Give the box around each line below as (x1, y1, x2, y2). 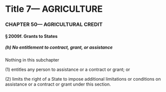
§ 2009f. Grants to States (5, 33, 58, 39)
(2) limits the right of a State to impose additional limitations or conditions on (5, 76, 161, 82)
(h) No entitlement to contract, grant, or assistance (5, 44, 113, 50)
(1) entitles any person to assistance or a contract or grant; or (5, 66, 130, 72)
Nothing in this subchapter (5, 57, 59, 62)
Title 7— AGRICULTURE (5, 3, 103, 15)
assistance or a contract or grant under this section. (5, 81, 111, 87)
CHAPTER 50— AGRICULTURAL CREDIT (5, 21, 103, 28)
